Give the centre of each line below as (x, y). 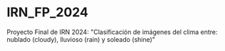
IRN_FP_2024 (47, 12)
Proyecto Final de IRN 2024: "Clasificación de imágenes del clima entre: (112, 32)
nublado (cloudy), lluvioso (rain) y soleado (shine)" (81, 39)
